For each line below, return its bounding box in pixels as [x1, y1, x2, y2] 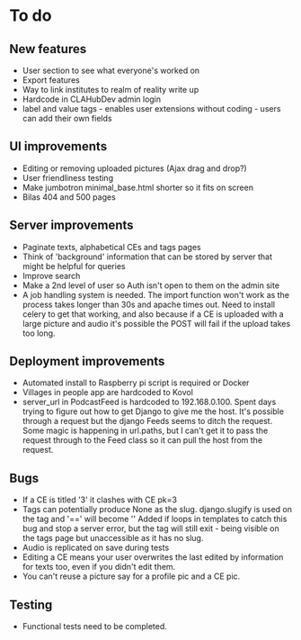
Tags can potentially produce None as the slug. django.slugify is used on [22, 504, 293, 515]
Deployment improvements [9, 354, 165, 369]
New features [9, 41, 87, 57]
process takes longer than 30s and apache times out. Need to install [22, 299, 276, 310]
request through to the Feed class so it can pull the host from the [22, 435, 263, 446]
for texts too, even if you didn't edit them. [22, 562, 176, 572]
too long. [22, 328, 56, 338]
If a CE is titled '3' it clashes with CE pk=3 [22, 494, 178, 505]
